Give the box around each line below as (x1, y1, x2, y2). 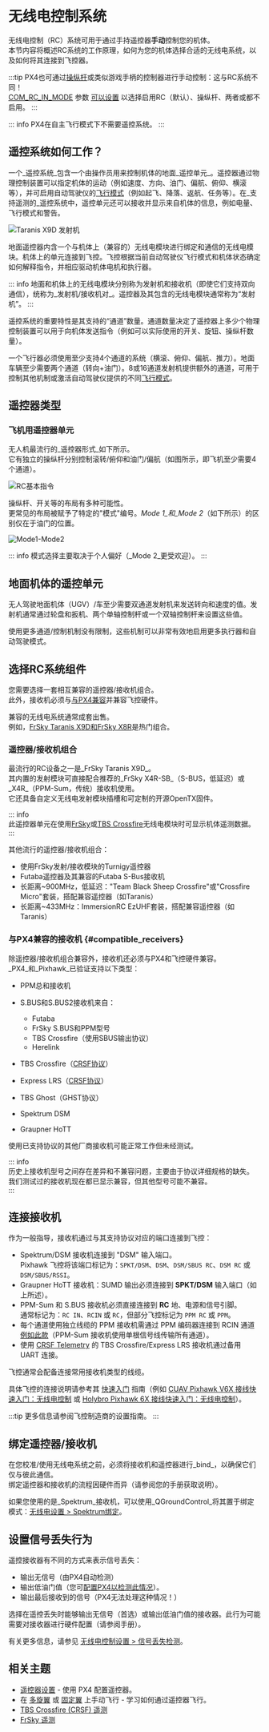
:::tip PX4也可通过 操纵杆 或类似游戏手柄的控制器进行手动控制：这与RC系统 (8, 72, 251, 82)
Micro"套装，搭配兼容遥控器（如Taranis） (19, 892, 158, 902)
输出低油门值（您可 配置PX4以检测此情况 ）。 (19, 1582, 164, 1592)
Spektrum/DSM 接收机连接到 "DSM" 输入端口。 (19, 1250, 176, 1260)
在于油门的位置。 (22, 518, 78, 528)
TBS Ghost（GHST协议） (19, 1092, 103, 1102)
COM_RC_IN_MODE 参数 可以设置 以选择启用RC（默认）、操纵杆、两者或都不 (8, 92, 261, 102)
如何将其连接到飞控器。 (14, 55, 93, 65)
